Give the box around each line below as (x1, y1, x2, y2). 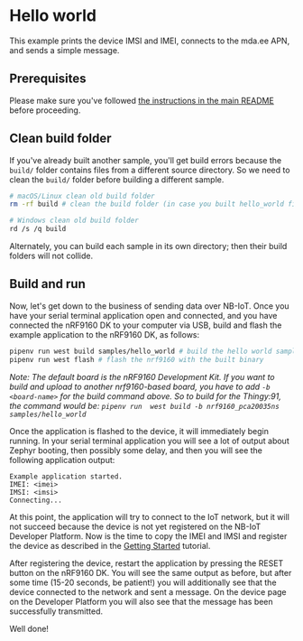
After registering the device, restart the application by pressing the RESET (9, 557, 284, 569)
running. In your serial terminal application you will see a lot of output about (9, 435, 290, 446)
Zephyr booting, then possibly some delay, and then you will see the (9, 444, 263, 456)
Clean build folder (9, 131, 112, 146)
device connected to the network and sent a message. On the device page (9, 586, 287, 597)
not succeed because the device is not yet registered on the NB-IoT (9, 521, 262, 532)
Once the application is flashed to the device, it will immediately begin (9, 425, 269, 436)
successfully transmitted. (9, 606, 104, 617)
